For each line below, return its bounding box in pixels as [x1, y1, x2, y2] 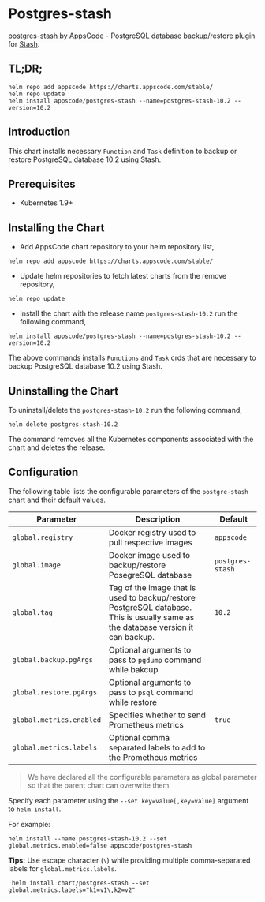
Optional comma [109, 732, 170, 743]
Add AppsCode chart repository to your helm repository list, [19, 242, 215, 252]
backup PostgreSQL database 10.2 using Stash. [8, 361, 163, 371]
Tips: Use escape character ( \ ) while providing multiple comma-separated [8, 855, 251, 865]
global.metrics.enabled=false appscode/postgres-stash [8, 841, 192, 849]
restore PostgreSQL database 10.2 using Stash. [8, 155, 162, 164]
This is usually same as [109, 612, 195, 623]
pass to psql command [109, 687, 194, 698]
